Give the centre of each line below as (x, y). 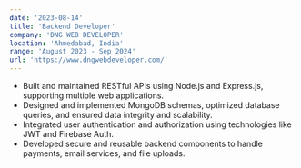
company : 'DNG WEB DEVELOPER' (67, 35)
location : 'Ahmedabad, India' (67, 43)
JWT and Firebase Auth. (68, 134)
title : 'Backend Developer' (63, 26)
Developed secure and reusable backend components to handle (143, 143)
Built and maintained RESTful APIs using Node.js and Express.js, (143, 86)
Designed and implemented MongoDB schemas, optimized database (151, 105)
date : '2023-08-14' (46, 18)
